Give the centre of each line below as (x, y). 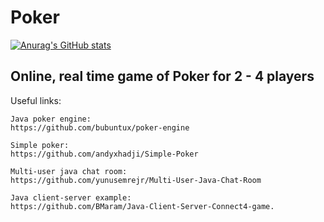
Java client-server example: (71, 197)
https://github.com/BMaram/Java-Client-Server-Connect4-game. (142, 206)
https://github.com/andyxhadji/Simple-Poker (104, 154)
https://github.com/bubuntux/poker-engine (100, 127)
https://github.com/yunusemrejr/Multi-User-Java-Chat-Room (136, 180)
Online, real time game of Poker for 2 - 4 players (162, 76)
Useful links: (36, 100)
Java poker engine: (51, 119)
